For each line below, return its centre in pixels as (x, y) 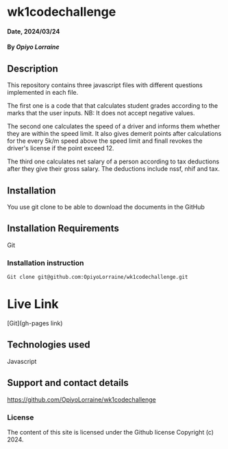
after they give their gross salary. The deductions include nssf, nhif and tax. (114, 169)
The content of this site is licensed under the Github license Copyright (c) (111, 432)
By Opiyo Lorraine (33, 47)
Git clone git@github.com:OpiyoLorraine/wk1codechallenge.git (98, 277)
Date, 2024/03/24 (34, 31)
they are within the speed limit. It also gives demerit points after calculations (114, 134)
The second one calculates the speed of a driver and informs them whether (114, 126)
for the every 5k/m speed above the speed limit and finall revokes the (105, 141)
